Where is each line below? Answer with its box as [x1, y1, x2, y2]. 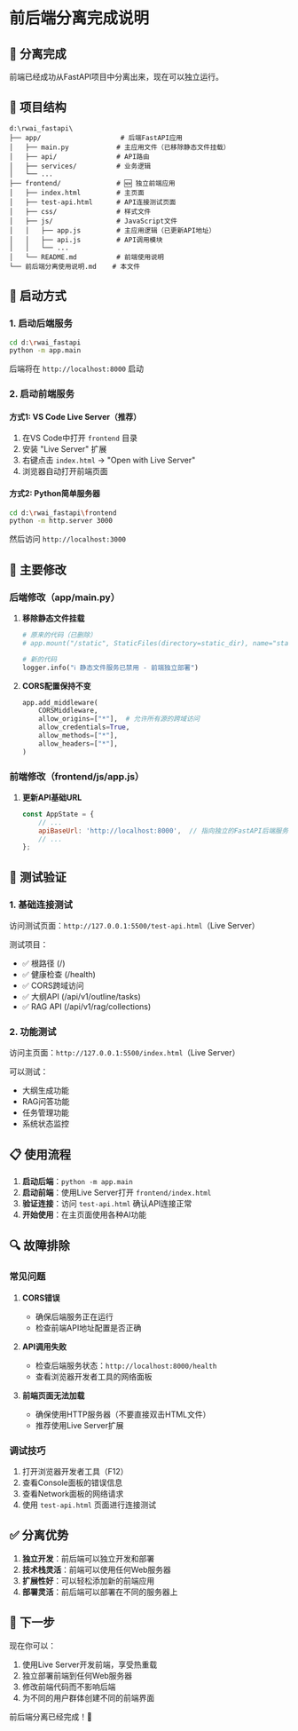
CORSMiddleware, [38, 707, 98, 715]
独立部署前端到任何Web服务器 [21, 1670, 133, 1680]
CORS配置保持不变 [21, 680, 91, 691]
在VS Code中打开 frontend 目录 [21, 432, 137, 444]
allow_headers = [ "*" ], [38, 739, 118, 748]
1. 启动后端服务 [9, 317, 74, 329]
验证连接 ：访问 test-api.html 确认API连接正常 [21, 1198, 192, 1209]
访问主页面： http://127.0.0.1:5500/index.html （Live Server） [9, 1047, 240, 1058]
